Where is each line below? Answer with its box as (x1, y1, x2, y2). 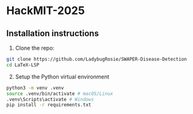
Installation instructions (6, 28, 99, 39)
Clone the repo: (15, 44, 55, 51)
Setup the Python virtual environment (15, 73, 110, 80)
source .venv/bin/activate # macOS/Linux (6, 90, 114, 97)
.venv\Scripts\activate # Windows (6, 96, 95, 102)
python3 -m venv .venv (6, 85, 64, 91)
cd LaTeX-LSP (6, 62, 40, 68)
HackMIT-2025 (6, 4, 86, 18)
